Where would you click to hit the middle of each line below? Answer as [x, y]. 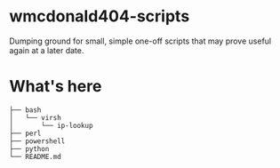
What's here [56, 87]
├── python [29, 148]
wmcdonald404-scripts [100, 16]
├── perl [25, 133]
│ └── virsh [36, 117]
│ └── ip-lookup [51, 125]
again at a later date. [47, 50]
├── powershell [37, 141]
